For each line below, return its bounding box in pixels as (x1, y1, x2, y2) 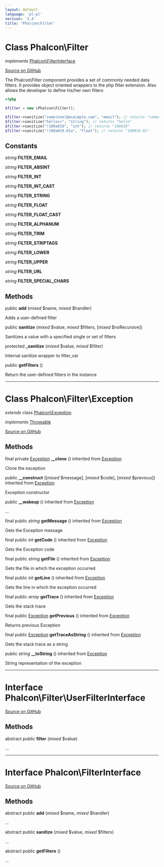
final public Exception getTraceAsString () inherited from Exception (5, 632, 141, 637)
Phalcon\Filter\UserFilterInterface (5, 692, 145, 703)
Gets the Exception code (5, 546, 55, 552)
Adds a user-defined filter (5, 315, 57, 321)
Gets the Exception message (5, 527, 63, 533)
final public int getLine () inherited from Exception (5, 575, 105, 581)
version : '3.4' (5, 16, 36, 21)
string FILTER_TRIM (5, 231, 45, 236)
